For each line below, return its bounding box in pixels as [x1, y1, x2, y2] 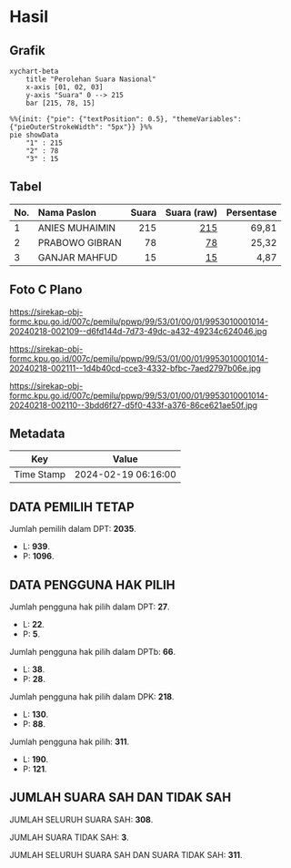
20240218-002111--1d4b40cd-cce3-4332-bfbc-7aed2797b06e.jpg [9, 363, 262, 373]
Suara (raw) [165, 206, 218, 219]
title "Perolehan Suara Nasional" [25, 75, 156, 84]
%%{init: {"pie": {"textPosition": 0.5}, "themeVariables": [9, 115, 243, 124]
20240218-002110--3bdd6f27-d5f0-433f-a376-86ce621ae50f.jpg [9, 399, 257, 411]
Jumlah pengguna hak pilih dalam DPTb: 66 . [9, 647, 176, 658]
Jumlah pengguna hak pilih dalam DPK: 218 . [9, 691, 175, 702]
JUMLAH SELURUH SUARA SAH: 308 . [9, 813, 154, 825]
